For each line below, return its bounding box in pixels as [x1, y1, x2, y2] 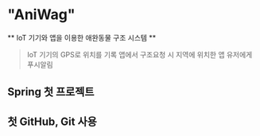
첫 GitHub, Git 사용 [7, 115, 97, 128]
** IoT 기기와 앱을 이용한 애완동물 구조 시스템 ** [7, 33, 157, 42]
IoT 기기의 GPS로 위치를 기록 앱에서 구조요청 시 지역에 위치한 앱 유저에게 [26, 49, 253, 59]
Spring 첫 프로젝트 [7, 85, 95, 99]
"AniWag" [7, 6, 76, 24]
